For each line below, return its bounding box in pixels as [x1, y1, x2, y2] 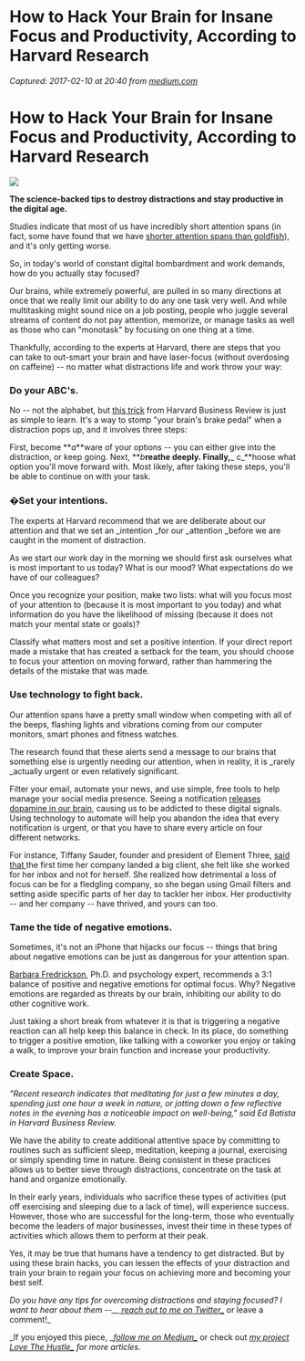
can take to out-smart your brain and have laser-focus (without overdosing [9, 351, 290, 362]
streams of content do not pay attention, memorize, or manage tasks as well [9, 314, 295, 325]
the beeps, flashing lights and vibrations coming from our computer [9, 718, 262, 729]
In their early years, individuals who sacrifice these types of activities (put [9, 1191, 287, 1202]
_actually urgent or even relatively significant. [9, 765, 179, 777]
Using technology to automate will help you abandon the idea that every [9, 812, 280, 823]
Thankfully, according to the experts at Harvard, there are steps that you [9, 341, 280, 352]
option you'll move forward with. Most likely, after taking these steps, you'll [9, 461, 290, 472]
